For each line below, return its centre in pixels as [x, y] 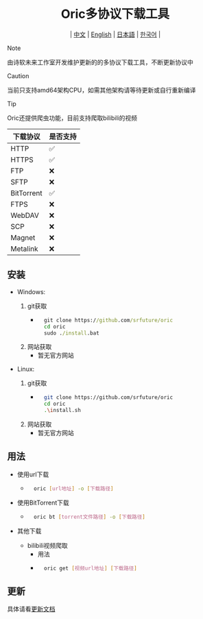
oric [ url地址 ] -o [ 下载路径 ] [73, 488]
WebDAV [25, 215]
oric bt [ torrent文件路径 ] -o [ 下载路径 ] [89, 517]
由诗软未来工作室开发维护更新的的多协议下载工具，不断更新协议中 [100, 62]
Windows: [31, 291]
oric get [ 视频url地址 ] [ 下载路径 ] [90, 568]
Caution [18, 75]
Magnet [23, 237]
